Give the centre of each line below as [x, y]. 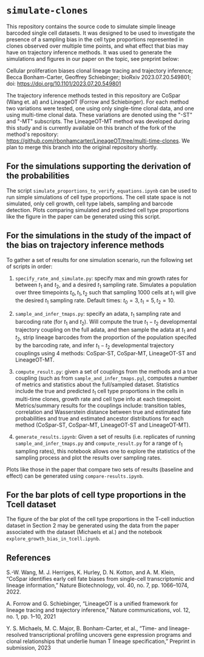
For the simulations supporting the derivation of [99, 166]
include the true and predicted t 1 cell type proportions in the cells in [99, 392]
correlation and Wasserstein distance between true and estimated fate [103, 412]
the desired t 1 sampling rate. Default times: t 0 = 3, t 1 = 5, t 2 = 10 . [95, 301]
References [29, 557]
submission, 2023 [29, 648]
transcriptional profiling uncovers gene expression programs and [110, 635]
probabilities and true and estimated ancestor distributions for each [99, 418]
